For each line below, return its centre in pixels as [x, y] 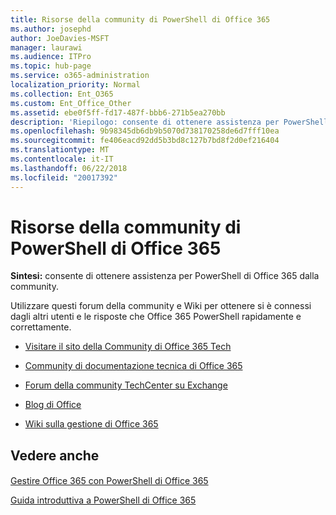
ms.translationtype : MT [60, 150]
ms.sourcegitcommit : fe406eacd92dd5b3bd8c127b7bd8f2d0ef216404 [145, 141]
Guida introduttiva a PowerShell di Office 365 [103, 500]
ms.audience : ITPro [51, 57]
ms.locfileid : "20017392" [64, 177]
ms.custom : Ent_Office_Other [71, 103]
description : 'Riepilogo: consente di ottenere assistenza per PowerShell [169, 122]
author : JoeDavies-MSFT [60, 38]
